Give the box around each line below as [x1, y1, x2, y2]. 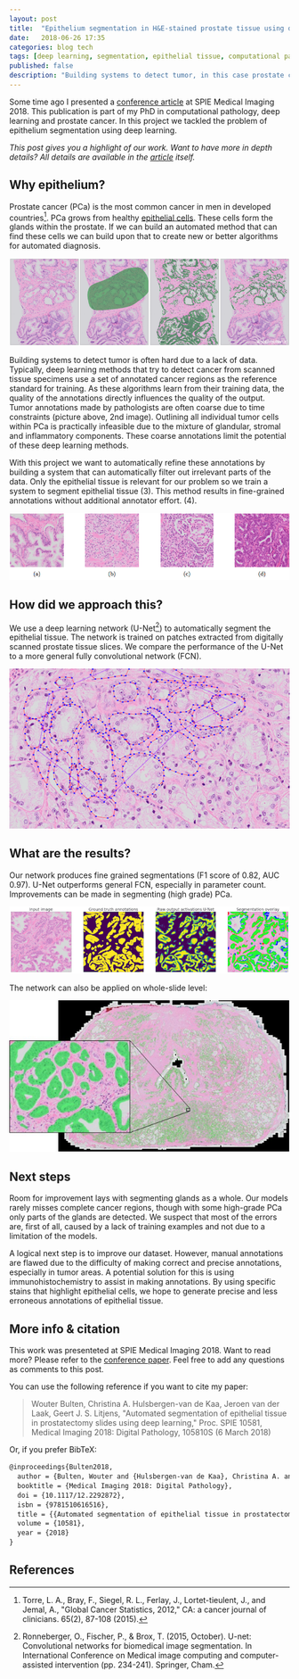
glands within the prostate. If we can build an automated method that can [9, 221, 278, 232]
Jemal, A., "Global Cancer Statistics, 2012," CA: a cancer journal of [21, 1604, 267, 1615]
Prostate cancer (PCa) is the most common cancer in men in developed [9, 201, 271, 211]
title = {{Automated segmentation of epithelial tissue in [17, 1509, 241, 1518]
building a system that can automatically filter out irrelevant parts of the [9, 467, 271, 477]
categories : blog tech [9, 43, 93, 52]
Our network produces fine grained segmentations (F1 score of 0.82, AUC [9, 870, 280, 881]
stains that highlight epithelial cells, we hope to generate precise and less [9, 1286, 279, 1297]
